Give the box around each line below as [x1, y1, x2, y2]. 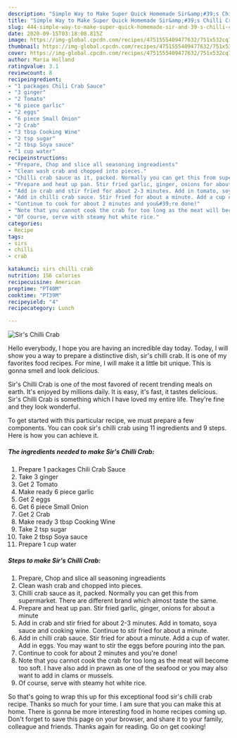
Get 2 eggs [18, 495, 51, 504]
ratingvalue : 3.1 [8, 63, 59, 70]
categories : [8, 220, 43, 227]
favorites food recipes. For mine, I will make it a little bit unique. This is [8, 359, 212, 367]
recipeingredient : [8, 75, 62, 83]
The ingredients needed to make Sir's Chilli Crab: [8, 447, 155, 455]
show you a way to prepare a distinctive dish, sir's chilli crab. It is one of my [8, 352, 227, 360]
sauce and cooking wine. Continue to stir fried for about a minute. [18, 627, 210, 635]
